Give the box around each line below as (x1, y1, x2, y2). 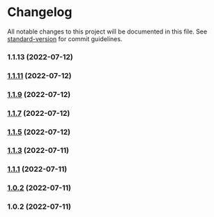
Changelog (7, 4, 72, 20)
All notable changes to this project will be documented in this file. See (7, 27, 208, 36)
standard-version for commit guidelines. (7, 34, 123, 43)
